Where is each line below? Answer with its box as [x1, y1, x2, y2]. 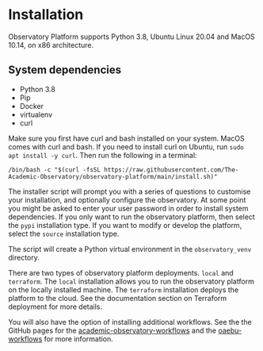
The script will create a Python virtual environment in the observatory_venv [8, 244, 252, 253]
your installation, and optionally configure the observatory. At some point [8, 195, 246, 204]
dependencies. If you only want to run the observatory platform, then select [8, 212, 255, 222]
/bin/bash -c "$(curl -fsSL [8, 165, 101, 174]
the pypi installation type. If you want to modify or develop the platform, [8, 220, 242, 229]
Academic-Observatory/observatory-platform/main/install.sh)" [8, 172, 218, 180]
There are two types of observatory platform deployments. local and [8, 268, 234, 277]
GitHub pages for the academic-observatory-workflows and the [8, 326, 216, 335]
